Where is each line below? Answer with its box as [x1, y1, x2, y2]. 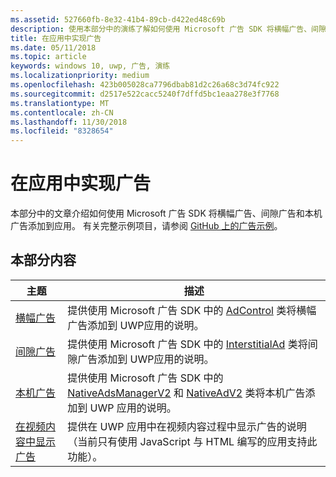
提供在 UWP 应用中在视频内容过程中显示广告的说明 [67, 419, 307, 433]
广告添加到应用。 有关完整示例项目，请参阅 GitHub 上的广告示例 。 [10, 220, 283, 232]
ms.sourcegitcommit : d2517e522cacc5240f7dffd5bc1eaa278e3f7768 [10, 89, 280, 99]
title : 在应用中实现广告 [10, 33, 102, 43]
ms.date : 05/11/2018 [10, 42, 97, 53]
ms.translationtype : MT [10, 98, 110, 108]
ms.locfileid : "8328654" [10, 126, 114, 136]
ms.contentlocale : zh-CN [10, 107, 114, 118]
